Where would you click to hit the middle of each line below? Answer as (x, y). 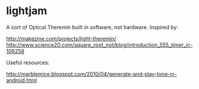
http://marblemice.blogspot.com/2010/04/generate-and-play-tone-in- (92, 74)
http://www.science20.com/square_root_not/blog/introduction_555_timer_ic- (99, 45)
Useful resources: (28, 62)
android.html (22, 80)
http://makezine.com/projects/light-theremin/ (61, 38)
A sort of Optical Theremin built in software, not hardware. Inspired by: (92, 27)
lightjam (27, 11)
